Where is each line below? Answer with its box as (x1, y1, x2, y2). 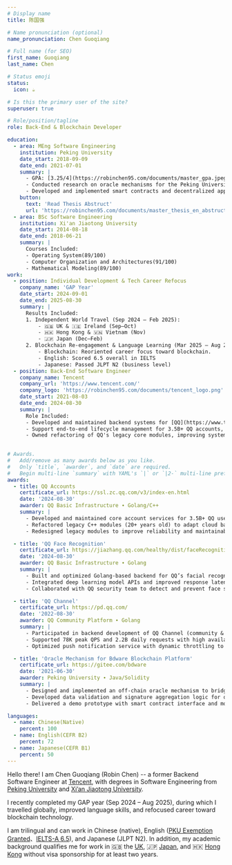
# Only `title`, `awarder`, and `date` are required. (7, 464, 171, 470)
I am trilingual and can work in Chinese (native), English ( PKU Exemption (7, 826, 213, 835)
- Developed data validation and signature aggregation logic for (25, 694, 221, 701)
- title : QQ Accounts (13, 483, 76, 490)
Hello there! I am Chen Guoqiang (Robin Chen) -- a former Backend (7, 770, 199, 778)
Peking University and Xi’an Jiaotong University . (7, 785, 144, 793)
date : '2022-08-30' (19, 611, 76, 618)
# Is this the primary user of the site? (7, 98, 128, 106)
